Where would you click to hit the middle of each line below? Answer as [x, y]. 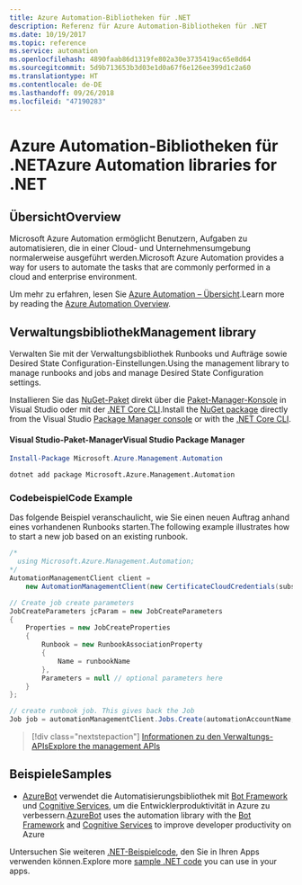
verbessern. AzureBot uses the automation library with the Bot [137, 815]
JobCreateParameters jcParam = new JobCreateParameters [116, 611]
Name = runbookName [93, 661]
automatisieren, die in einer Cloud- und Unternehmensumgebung [130, 248]
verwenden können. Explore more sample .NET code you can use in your [143, 861]
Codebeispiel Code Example [71, 498]
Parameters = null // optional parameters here [132, 678]
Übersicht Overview [65, 217]
